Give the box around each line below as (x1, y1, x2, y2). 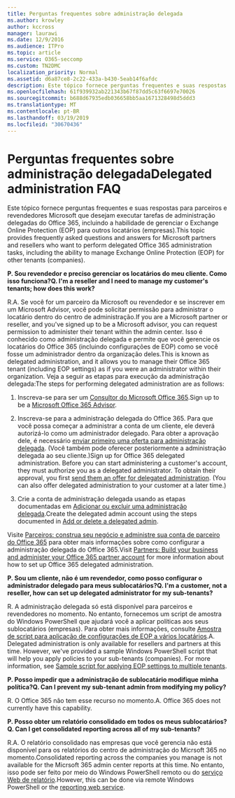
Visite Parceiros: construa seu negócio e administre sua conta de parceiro (7, 531, 220, 539)
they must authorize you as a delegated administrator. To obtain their (17, 466, 216, 475)
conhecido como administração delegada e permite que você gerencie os (7, 335, 220, 344)
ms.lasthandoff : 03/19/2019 (7, 114, 90, 121)
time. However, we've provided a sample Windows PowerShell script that (7, 647, 218, 655)
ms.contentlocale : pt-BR (7, 108, 80, 115)
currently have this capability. (7, 704, 92, 713)
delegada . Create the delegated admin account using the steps (17, 510, 197, 518)
